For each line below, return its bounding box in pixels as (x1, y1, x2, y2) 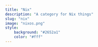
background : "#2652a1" (14, 30, 61, 35)
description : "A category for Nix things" (5, 12, 94, 17)
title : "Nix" (5, 7, 32, 12)
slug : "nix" (5, 16, 30, 21)
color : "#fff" (14, 35, 43, 40)
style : (5, 25, 19, 30)
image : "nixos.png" (5, 21, 45, 26)
